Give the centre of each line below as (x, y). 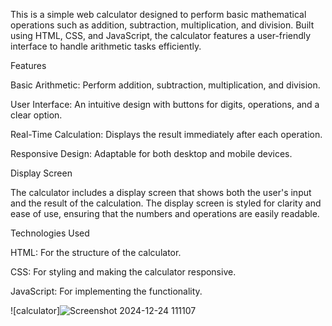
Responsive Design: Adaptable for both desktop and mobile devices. (151, 153)
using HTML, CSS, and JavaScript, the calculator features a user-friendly (161, 35)
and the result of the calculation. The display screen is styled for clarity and (166, 203)
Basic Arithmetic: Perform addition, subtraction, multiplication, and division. (165, 85)
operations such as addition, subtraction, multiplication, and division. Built (162, 25)
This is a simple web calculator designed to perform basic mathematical (158, 14)
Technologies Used (50, 233)
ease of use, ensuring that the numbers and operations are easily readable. (165, 213)
